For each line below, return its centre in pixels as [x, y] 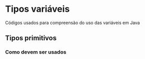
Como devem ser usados [36, 52]
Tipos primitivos [31, 38]
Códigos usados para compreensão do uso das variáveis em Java [72, 23]
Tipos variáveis [37, 9]
